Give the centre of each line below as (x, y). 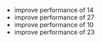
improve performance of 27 (54, 17)
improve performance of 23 (54, 32)
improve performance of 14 (54, 10)
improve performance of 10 (54, 25)
